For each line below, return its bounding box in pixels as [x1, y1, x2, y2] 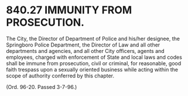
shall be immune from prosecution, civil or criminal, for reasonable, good [6, 59, 182, 67]
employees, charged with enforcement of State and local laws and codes [6, 54, 183, 61]
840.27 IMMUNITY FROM [6, 3, 132, 17]
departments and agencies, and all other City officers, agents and [6, 47, 165, 54]
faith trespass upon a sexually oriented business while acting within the [6, 66, 179, 73]
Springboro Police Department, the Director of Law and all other [6, 41, 160, 48]
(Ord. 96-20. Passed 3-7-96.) [6, 83, 77, 90]
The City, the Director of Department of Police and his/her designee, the [6, 35, 180, 42]
